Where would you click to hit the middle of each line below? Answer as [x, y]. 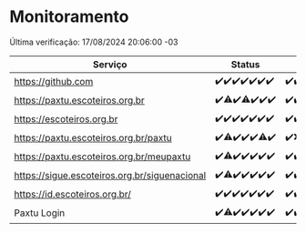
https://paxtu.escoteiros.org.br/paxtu [93, 138]
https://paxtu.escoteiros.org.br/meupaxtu [102, 157]
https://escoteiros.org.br [66, 119]
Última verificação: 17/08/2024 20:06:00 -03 [94, 42]
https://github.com [54, 82]
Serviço [110, 64]
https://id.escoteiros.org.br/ [73, 195]
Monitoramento [69, 17]
